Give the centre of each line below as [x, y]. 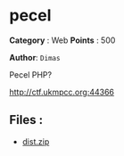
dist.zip [36, 141]
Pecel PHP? [30, 74]
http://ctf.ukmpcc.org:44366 [62, 92]
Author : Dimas [35, 57]
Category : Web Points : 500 [62, 40]
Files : [26, 120]
